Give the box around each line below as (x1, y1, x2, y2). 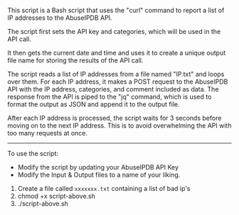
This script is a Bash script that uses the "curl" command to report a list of (7, 6, 225, 14)
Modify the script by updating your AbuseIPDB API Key (17, 163, 179, 171)
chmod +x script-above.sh (17, 192, 96, 200)
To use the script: (7, 149, 59, 158)
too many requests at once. (7, 129, 87, 137)
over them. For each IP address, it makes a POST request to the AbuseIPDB (7, 77, 228, 86)
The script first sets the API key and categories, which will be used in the (7, 28, 221, 35)
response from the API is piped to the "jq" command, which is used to (7, 92, 212, 101)
